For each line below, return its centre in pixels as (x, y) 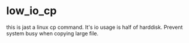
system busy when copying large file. (52, 33)
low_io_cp (31, 11)
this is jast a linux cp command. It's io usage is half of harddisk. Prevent (94, 27)
